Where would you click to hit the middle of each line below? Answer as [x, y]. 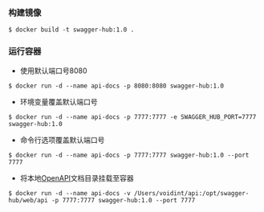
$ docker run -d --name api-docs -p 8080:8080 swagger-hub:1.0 [116, 86]
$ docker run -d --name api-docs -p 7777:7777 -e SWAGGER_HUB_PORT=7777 [132, 117]
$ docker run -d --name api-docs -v [69, 193]
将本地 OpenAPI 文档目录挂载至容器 [77, 177]
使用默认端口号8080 [53, 71]
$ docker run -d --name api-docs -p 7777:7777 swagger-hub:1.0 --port [129, 155]
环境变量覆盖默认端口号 [59, 101]
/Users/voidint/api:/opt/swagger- [191, 193]
